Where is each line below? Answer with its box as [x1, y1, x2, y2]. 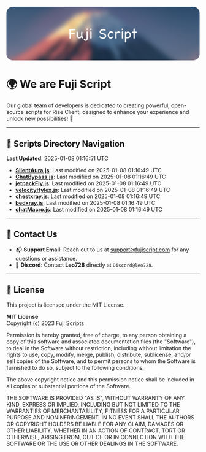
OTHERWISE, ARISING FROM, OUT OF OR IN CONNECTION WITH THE [6, 433, 185, 440]
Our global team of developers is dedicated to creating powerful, [6, 102, 170, 109]
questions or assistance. [15, 255, 78, 262]
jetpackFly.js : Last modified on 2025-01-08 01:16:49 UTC [15, 180, 161, 187]
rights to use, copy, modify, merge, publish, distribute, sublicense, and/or [6, 351, 191, 358]
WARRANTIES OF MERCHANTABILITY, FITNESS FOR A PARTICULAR [6, 407, 180, 415]
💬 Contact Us [6, 229, 58, 240]
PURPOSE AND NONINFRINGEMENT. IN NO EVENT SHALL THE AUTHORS [6, 413, 195, 421]
